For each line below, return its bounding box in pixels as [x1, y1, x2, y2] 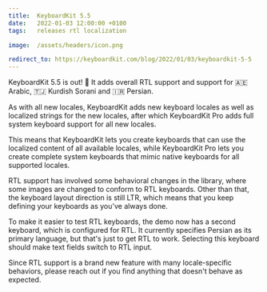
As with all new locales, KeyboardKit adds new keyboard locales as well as [8, 102, 254, 112]
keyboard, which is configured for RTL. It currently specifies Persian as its [8, 226, 252, 235]
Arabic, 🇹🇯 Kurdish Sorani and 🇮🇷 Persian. [8, 86, 153, 96]
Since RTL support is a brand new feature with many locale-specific [8, 258, 232, 268]
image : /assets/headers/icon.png [8, 41, 124, 49]
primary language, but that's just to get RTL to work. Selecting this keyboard [8, 234, 260, 244]
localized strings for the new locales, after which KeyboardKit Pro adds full [8, 111, 254, 121]
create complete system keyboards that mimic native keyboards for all [8, 152, 240, 162]
